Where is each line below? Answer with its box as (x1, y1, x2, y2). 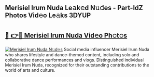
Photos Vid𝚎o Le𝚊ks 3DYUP (5, 12, 91, 20)
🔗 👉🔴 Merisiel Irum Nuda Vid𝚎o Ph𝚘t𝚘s (5, 31, 127, 39)
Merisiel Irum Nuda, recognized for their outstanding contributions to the (5, 62, 150, 68)
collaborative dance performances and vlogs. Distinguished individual (5, 57, 144, 63)
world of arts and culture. (5, 67, 56, 73)
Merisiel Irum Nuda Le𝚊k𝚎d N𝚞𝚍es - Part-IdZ (5, 4, 143, 12)
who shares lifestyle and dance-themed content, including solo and (5, 52, 139, 57)
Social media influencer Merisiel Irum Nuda (63, 47, 150, 52)
